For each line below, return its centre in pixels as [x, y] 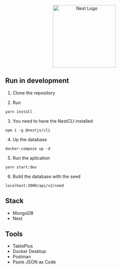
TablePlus [23, 246]
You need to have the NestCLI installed [52, 121]
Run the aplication [31, 158]
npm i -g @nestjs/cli [28, 130]
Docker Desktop [29, 251]
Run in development [37, 81]
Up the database [30, 139]
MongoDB [23, 213]
